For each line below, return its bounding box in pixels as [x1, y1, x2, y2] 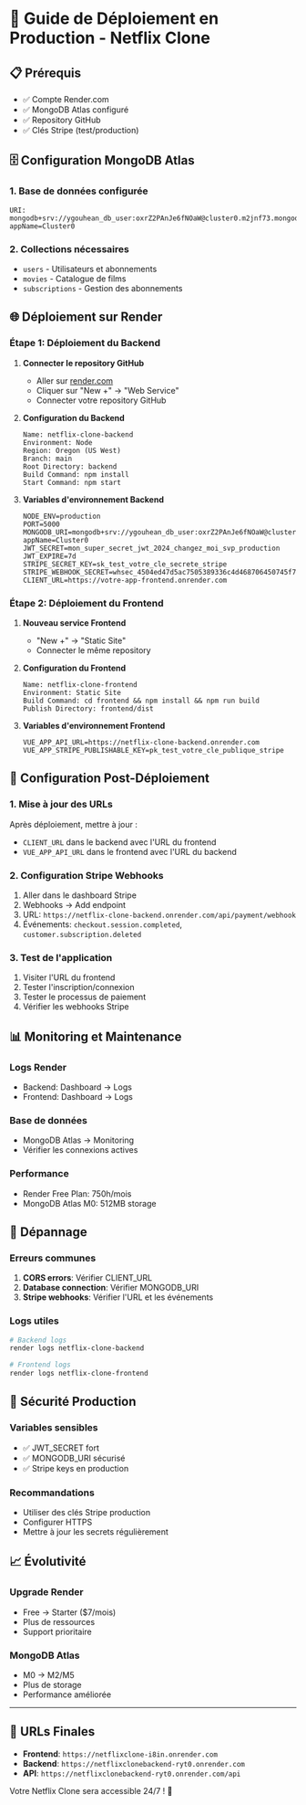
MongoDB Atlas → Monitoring [22, 1135, 135, 1145]
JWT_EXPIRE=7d [22, 552, 76, 561]
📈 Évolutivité [9, 1554, 87, 1569]
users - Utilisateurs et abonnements [22, 263, 158, 274]
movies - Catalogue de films [22, 273, 127, 284]
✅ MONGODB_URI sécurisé [22, 1452, 126, 1463]
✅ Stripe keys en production [22, 1462, 129, 1473]
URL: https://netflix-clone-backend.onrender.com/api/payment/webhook [22, 909, 296, 920]
